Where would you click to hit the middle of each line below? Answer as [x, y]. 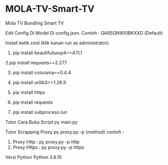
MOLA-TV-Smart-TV [50, 9]
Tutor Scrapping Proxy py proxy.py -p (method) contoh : [65, 132]
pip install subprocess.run [40, 112]
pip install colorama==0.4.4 [42, 73]
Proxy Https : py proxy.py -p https [48, 147]
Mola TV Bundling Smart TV [35, 23]
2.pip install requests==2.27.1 [36, 62]
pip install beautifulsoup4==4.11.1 [47, 53]
